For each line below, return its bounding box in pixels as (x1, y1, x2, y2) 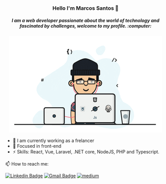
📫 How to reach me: (5, 160, 49, 167)
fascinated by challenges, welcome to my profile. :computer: (19, 22, 152, 29)
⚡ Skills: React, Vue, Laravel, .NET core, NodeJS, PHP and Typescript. (12, 148, 159, 155)
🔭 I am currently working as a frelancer (12, 137, 95, 144)
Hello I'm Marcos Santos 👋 (52, 5, 119, 12)
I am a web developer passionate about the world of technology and (12, 17, 159, 24)
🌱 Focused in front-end (12, 143, 62, 149)
